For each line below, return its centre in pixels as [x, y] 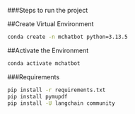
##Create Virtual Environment [51, 24]
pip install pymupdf [38, 96]
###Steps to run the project [48, 10]
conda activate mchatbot [44, 63]
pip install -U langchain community [61, 103]
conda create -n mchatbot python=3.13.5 [68, 37]
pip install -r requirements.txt [57, 90]
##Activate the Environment [48, 50]
